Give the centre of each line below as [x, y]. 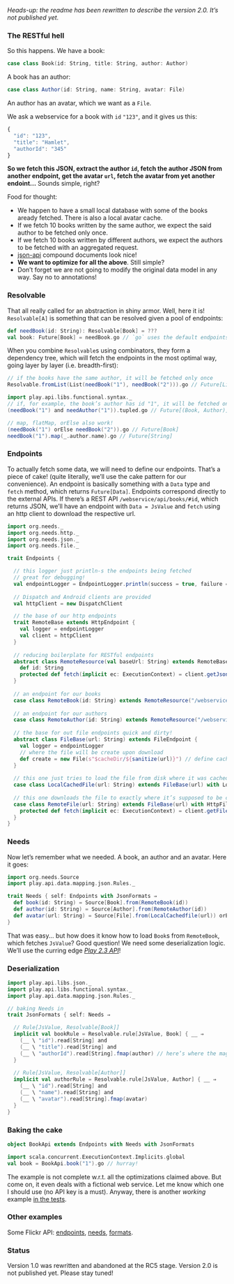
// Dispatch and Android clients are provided [82, 597]
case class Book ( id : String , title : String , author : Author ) [98, 64]
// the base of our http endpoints [65, 616]
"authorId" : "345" [40, 149]
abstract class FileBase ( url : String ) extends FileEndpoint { [106, 739]
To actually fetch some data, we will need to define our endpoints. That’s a [114, 469]
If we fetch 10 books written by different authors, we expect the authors [120, 240]
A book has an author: [39, 77]
